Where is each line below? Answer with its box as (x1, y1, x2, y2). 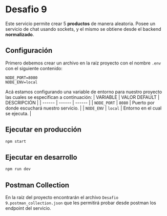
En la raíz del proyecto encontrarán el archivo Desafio (5, 194, 119, 200)
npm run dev (5, 166, 31, 172)
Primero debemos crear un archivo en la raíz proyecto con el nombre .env (5, 60, 161, 66)
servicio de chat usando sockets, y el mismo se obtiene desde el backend (5, 26, 161, 32)
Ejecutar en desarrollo (5, 153, 78, 162)
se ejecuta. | (5, 110, 32, 116)
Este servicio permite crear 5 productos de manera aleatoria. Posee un (5, 20, 155, 27)
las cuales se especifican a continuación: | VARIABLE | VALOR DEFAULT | (5, 94, 160, 100)
